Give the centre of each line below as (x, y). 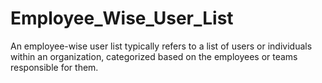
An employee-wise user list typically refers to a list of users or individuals (161, 46)
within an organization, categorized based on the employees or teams (154, 56)
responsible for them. (54, 67)
